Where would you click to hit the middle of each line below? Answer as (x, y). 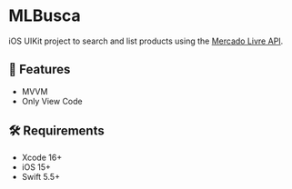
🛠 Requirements (57, 131)
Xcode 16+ (42, 157)
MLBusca (45, 16)
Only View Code (52, 101)
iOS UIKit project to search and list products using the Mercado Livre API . (146, 41)
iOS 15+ (36, 167)
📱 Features (40, 70)
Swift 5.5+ (41, 176)
